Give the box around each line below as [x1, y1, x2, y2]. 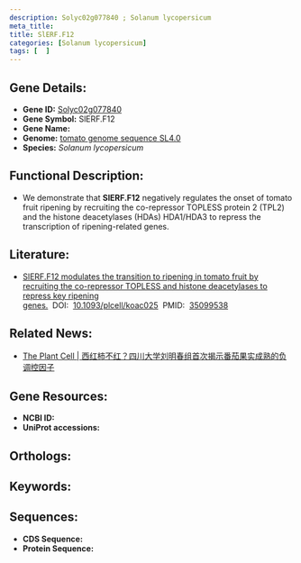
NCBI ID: [22, 413, 56, 423]
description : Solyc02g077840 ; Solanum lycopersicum [9, 13, 212, 23]
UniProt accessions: [22, 422, 101, 433]
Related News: [9, 325, 93, 341]
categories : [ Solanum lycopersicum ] [9, 38, 147, 48]
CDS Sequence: [22, 533, 84, 544]
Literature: [9, 247, 70, 262]
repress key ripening [22, 290, 99, 301]
